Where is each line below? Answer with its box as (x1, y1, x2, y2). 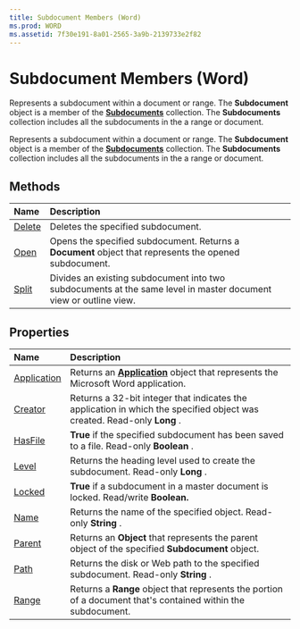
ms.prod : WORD (9, 21, 62, 30)
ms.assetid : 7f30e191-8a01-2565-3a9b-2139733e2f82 (9, 29, 202, 38)
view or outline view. (49, 294, 137, 306)
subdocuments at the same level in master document (49, 283, 272, 296)
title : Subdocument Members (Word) (9, 13, 142, 22)
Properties (9, 324, 70, 340)
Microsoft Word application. (70, 377, 187, 390)
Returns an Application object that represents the (70, 365, 279, 378)
